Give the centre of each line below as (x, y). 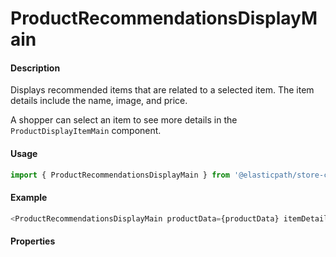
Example (29, 198)
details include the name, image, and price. (99, 101)
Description (35, 68)
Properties (33, 241)
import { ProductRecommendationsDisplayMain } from (120, 175)
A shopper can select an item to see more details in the (124, 120)
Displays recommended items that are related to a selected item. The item (162, 90)
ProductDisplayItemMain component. (86, 131)
